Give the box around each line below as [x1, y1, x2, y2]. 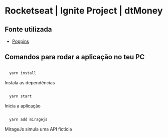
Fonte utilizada [5, 25, 52, 34]
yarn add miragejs [9, 117, 48, 122]
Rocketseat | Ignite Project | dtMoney [5, 5, 163, 17]
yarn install [9, 70, 37, 75]
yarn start [9, 93, 32, 99]
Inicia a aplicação [5, 103, 41, 109]
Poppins [12, 38, 30, 44]
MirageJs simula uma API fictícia [5, 126, 72, 132]
